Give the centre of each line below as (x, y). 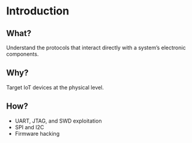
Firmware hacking (37, 133)
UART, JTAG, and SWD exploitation (58, 121)
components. (22, 54)
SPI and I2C (29, 127)
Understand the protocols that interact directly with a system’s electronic (96, 47)
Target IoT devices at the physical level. (55, 87)
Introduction (38, 11)
